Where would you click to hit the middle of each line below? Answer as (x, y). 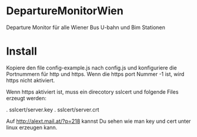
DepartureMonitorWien (65, 11)
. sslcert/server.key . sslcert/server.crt (53, 109)
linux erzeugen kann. (32, 127)
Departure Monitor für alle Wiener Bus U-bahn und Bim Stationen (86, 27)
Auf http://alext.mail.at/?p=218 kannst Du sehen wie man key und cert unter (99, 121)
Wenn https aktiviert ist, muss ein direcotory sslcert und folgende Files (93, 92)
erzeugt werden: (26, 98)
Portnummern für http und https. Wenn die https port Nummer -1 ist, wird (95, 74)
